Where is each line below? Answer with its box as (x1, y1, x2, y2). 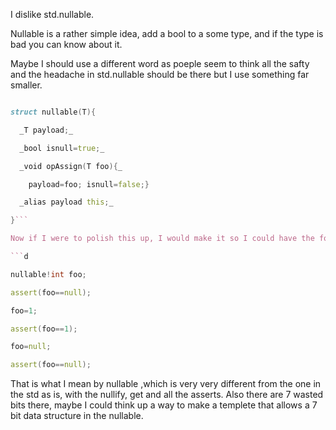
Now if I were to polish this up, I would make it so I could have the (10, 234, 315, 244)
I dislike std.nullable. (10, 9, 95, 20)
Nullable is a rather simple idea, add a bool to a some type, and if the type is (10, 28, 324, 39)
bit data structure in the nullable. (10, 410, 144, 422)
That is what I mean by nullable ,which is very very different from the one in (10, 378, 322, 390)
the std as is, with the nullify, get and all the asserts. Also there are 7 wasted (10, 389, 324, 401)
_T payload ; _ (19, 125, 74, 135)
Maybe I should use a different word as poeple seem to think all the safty (10, 58, 310, 69)
